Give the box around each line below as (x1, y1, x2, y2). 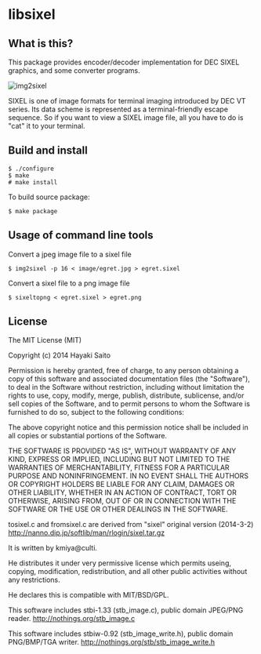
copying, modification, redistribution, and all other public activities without (8, 567, 248, 576)
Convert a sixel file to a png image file (8, 278, 131, 288)
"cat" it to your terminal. (8, 122, 85, 130)
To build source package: (8, 192, 90, 202)
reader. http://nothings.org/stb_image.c (8, 614, 136, 623)
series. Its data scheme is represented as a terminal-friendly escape (8, 104, 229, 114)
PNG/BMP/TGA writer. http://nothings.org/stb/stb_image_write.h (8, 638, 216, 647)
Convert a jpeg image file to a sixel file (8, 249, 132, 259)
